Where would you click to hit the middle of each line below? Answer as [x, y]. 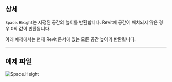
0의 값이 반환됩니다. [30, 28]
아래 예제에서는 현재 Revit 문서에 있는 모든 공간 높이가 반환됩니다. [70, 39]
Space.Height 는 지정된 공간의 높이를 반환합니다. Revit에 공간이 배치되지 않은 [81, 22]
